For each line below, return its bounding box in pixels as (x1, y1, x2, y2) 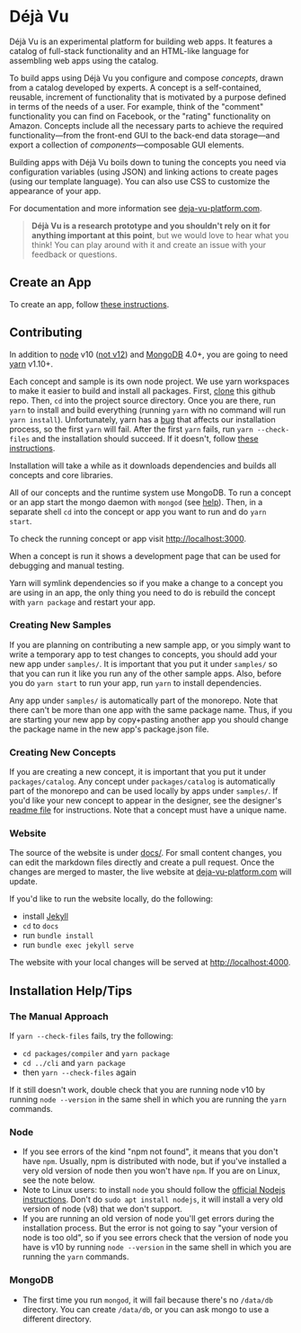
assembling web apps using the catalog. (9, 55, 159, 66)
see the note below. (22, 1175, 96, 1186)
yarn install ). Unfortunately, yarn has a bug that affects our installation (9, 413, 276, 424)
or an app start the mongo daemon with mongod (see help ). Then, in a (9, 496, 263, 507)
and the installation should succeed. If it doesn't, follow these (31, 433, 259, 444)
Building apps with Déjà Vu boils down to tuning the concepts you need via (9, 156, 287, 167)
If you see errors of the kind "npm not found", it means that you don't (22, 1146, 279, 1157)
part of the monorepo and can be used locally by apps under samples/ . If (9, 786, 279, 796)
